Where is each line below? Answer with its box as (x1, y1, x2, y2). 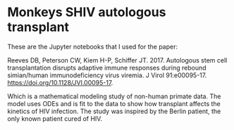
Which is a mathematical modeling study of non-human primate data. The (7, 92, 221, 100)
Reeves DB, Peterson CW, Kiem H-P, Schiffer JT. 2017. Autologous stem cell (7, 56, 228, 64)
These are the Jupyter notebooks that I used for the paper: (7, 42, 178, 51)
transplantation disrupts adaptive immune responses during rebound (7, 63, 207, 72)
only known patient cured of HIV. (7, 114, 103, 123)
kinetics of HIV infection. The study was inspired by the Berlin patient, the (7, 107, 221, 115)
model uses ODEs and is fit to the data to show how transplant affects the (7, 99, 221, 108)
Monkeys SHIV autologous (7, 4, 166, 20)
